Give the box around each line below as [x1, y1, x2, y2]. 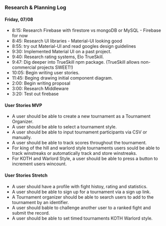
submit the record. [11, 210, 50, 216]
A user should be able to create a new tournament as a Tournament [11, 113, 151, 119]
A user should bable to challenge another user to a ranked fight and [11, 205, 151, 211]
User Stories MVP [4, 102, 42, 108]
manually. [11, 134, 32, 140]
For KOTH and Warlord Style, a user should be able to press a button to [11, 156, 158, 162]
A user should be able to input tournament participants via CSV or [11, 129, 148, 135]
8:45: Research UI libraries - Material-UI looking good [11, 38, 123, 44]
